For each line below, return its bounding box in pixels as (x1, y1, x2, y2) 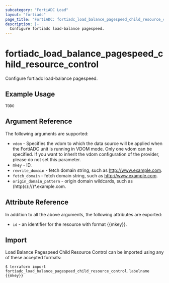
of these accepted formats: (5, 255, 62, 261)
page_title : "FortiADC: (5, 17, 55, 22)
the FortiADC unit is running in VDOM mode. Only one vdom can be (12, 146, 152, 152)
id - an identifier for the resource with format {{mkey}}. (12, 221, 127, 227)
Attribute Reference (5, 198, 69, 207)
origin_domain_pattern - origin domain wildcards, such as (12, 178, 133, 184)
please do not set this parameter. (12, 156, 81, 162)
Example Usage (5, 90, 55, 99)
